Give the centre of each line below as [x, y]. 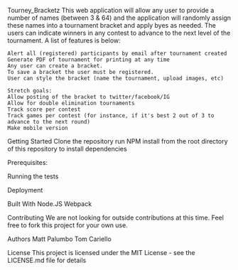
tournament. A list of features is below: [64, 40]
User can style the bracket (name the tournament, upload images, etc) [115, 78]
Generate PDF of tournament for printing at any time [89, 60]
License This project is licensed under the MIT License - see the [101, 253]
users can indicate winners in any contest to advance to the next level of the [119, 33]
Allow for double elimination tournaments [71, 103]
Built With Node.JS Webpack [50, 204]
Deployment [25, 190]
